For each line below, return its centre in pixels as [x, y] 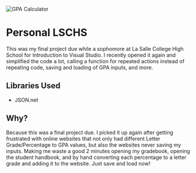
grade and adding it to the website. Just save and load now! [78, 163]
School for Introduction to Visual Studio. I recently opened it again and [91, 55]
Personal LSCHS [47, 33]
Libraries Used [33, 86]
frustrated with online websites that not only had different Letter [83, 139]
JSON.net [26, 100]
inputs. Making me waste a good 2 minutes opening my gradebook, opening [98, 151]
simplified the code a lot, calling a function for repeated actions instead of [95, 61]
